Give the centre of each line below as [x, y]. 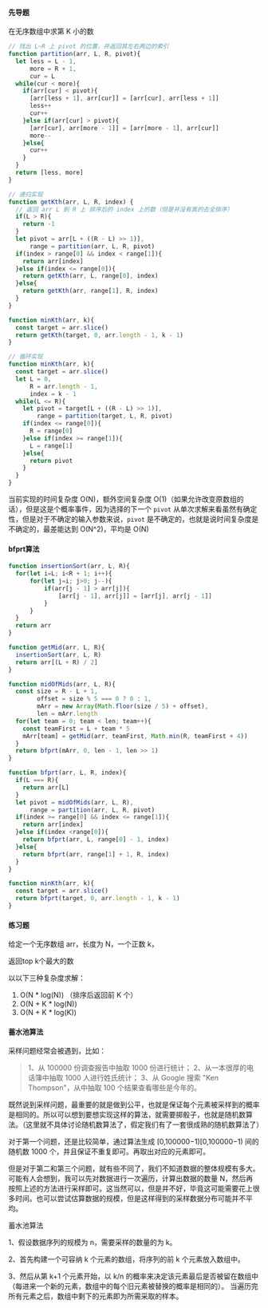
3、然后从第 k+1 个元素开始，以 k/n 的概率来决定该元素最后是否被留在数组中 [134, 1276]
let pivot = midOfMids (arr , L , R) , [75, 802]
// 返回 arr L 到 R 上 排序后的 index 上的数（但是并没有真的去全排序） [124, 209]
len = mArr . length [67, 714]
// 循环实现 [26, 357]
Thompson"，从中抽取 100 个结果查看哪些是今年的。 [114, 1088]
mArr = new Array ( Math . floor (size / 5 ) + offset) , [123, 706]
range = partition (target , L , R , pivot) [105, 416]
